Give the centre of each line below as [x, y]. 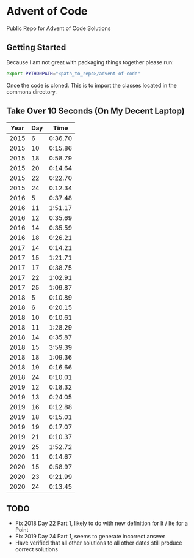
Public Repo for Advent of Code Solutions [59, 28]
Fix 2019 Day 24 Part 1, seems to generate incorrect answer [90, 537]
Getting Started [36, 47]
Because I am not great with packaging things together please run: [90, 62]
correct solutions [36, 549]
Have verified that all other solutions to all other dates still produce [99, 543]
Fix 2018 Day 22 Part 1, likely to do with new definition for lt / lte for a [101, 523]
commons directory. [31, 92]
